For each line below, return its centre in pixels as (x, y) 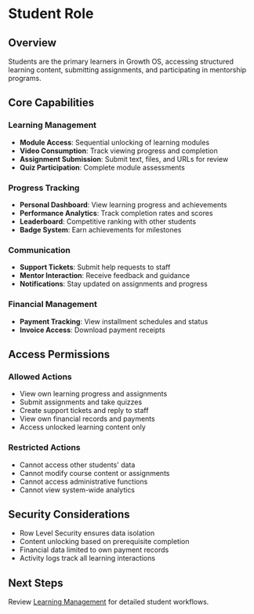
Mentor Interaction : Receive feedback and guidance (105, 276)
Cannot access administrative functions (83, 481)
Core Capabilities (51, 103)
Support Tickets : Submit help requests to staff (95, 267)
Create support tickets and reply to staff (84, 411)
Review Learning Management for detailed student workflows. (109, 602)
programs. (25, 78)
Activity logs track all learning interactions (87, 558)
